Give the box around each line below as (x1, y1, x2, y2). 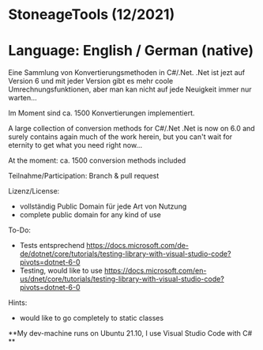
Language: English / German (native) (8, 42, 254, 60)
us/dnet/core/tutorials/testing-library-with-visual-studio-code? (19, 274, 225, 284)
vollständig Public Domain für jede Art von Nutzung (19, 201, 187, 211)
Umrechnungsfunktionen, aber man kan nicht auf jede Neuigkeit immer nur (8, 85, 252, 94)
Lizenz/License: (8, 186, 60, 196)
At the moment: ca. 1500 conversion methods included (8, 156, 186, 165)
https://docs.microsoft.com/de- (86, 241, 190, 250)
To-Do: (8, 225, 32, 235)
